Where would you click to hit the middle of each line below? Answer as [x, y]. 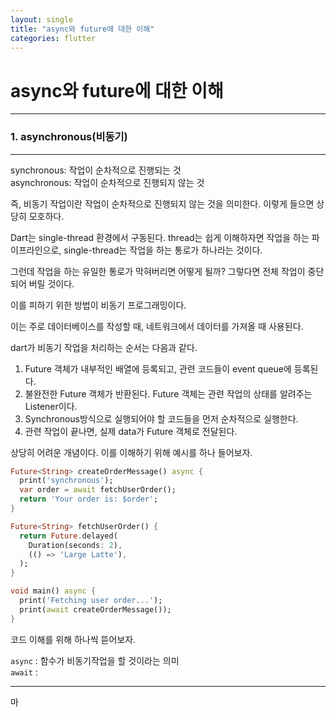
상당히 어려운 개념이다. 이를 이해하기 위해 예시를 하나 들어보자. [131, 452]
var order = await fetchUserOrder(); [98, 490]
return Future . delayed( [68, 536]
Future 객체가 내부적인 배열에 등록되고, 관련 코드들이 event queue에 [158, 368]
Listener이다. [51, 406]
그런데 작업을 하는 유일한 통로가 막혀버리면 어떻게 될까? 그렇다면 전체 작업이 [158, 271]
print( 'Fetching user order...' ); [91, 601]
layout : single [42, 19]
